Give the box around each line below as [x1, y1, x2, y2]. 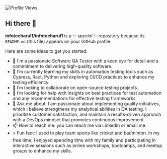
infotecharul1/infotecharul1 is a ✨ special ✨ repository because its [5, 33, 145, 39]
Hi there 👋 [5, 19, 37, 28]
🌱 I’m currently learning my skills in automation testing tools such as [12, 68, 153, 74]
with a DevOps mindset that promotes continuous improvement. [12, 116, 145, 123]
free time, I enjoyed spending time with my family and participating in [12, 137, 156, 143]
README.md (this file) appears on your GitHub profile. [5, 38, 112, 44]
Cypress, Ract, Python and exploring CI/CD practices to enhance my [12, 73, 155, 80]
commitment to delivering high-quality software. [12, 63, 113, 69]
